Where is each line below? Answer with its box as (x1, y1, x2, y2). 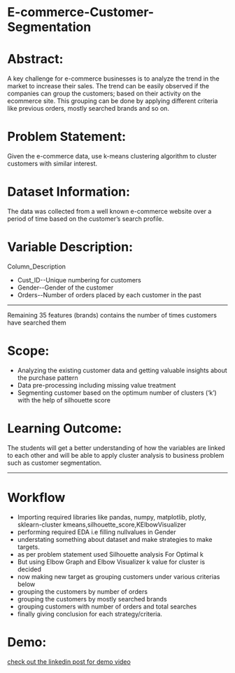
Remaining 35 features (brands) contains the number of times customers (7, 311, 217, 319)
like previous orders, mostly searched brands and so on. (7, 104, 170, 113)
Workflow (7, 490, 66, 505)
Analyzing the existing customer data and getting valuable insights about (17, 366, 227, 374)
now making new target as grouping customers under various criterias (17, 572, 220, 580)
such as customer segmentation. (7, 458, 102, 467)
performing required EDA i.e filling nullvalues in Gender (17, 527, 176, 536)
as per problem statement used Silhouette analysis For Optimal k (17, 550, 204, 558)
